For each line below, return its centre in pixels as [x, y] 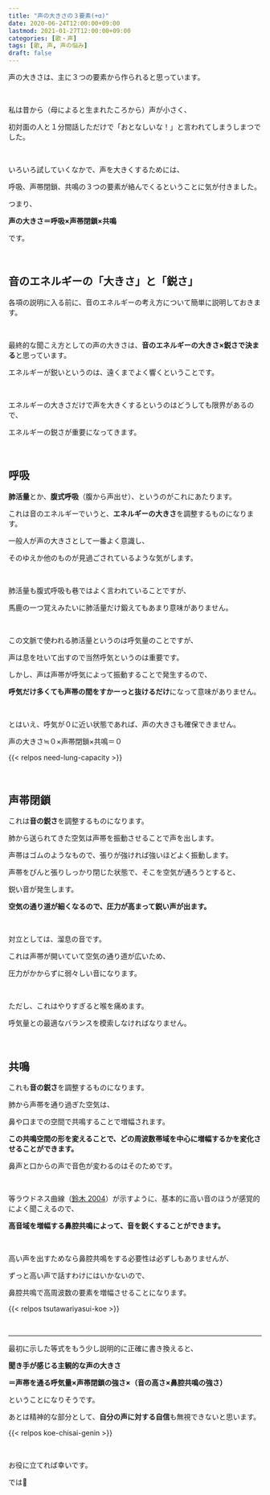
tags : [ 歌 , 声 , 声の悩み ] [48, 46]
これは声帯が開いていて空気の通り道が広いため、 [89, 956]
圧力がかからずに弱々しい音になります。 [75, 974]
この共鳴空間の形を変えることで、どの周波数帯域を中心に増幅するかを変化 [131, 1139]
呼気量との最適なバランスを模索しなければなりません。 [100, 1023]
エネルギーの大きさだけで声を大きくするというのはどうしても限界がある [128, 405]
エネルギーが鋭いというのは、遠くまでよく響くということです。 [114, 372]
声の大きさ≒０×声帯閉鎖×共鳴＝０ [65, 741]
